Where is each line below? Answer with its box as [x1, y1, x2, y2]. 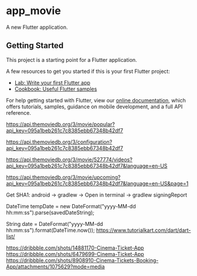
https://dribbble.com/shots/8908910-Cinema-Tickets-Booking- [6, 257, 159, 264]
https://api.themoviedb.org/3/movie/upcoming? [6, 174, 121, 181]
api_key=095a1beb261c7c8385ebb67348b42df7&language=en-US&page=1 [6, 179, 189, 187]
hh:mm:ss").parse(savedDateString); [6, 209, 95, 216]
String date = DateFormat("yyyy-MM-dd [6, 220, 104, 227]
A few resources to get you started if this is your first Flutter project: [6, 68, 170, 75]
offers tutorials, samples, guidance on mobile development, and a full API [6, 103, 183, 110]
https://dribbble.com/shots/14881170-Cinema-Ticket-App [6, 244, 144, 251]
